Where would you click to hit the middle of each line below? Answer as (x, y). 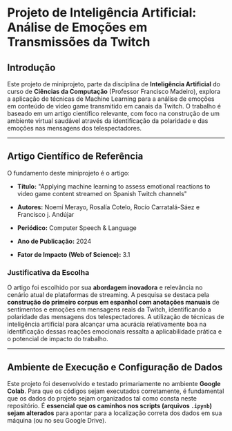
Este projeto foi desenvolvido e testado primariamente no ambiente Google (114, 383)
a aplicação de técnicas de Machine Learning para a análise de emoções (111, 99)
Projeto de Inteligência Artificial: (102, 13)
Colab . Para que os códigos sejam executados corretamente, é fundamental (116, 391)
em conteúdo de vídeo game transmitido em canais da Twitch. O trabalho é (114, 106)
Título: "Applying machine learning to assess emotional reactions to (114, 186)
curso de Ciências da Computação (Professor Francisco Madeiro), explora (114, 92)
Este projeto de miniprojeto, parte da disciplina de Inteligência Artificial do (114, 84)
